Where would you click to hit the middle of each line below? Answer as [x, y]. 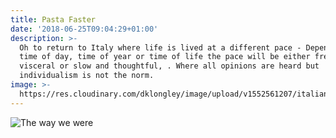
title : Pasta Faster [53, 19]
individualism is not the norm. [87, 76]
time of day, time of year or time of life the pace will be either [165, 57]
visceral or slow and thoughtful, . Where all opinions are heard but [169, 66]
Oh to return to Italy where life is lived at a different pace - [160, 47]
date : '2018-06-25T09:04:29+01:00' [84, 29]
